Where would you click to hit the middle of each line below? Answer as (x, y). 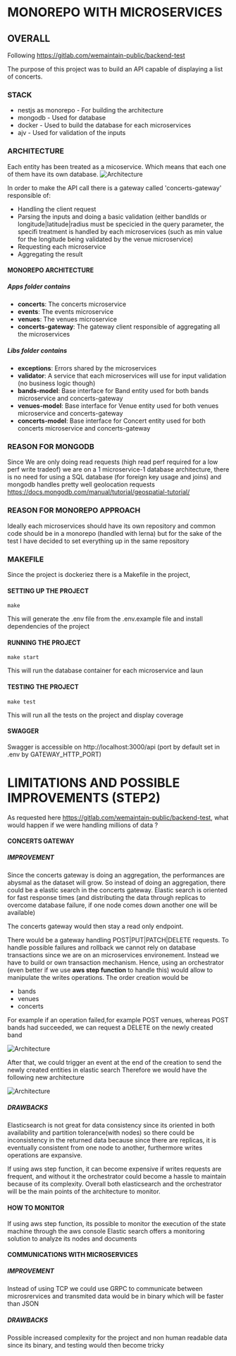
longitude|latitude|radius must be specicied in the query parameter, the (120, 224)
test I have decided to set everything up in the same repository (98, 541)
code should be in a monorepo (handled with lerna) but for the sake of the (114, 533)
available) (21, 913)
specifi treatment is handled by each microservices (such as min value (120, 231)
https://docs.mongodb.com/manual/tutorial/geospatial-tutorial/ (99, 492)
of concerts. (25, 76)
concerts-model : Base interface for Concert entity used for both (111, 421)
